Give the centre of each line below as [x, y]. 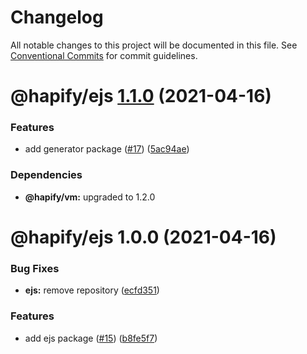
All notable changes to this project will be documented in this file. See [154, 45]
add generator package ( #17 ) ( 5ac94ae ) [107, 149]
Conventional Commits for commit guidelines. [104, 55]
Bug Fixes [35, 268]
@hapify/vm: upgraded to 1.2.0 [90, 197]
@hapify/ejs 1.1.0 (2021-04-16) [141, 96]
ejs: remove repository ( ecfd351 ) [92, 290]
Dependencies [46, 175]
